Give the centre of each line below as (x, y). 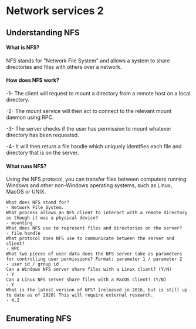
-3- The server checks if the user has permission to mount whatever (89, 128)
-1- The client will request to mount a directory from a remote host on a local (98, 93)
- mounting (19, 223)
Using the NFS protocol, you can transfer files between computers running (96, 179)
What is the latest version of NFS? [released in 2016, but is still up (97, 290)
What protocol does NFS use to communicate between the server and (90, 239)
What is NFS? (23, 48)
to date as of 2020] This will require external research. (80, 295)
